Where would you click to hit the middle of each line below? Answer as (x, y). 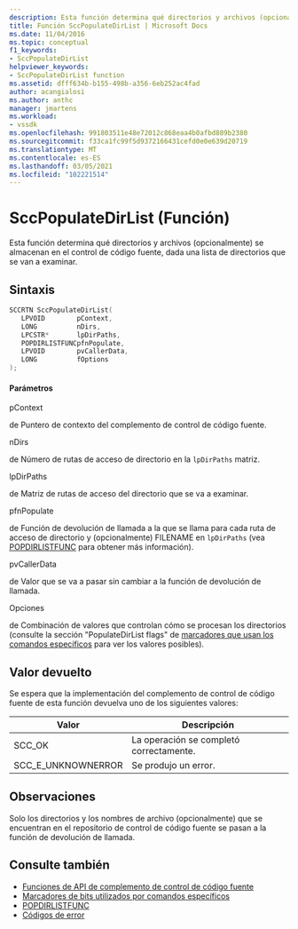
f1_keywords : (33, 51)
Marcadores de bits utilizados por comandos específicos (126, 896)
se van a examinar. (43, 262)
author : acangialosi (47, 91)
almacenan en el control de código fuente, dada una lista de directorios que (148, 252)
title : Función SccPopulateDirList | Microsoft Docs (109, 26)
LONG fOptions (65, 360)
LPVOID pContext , (67, 318)
